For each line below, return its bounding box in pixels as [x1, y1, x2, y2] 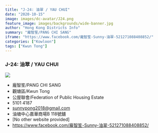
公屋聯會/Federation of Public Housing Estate [12, 94, 104, 100]
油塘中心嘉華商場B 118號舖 [12, 111, 66, 117]
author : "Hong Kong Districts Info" [5, 26, 80, 30]
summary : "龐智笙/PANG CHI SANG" [5, 30, 71, 35]
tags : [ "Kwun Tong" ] [5, 44, 48, 49]
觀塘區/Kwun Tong [12, 88, 50, 94]
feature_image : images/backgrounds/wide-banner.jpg [5, 21, 113, 26]
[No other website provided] [12, 116, 70, 122]
